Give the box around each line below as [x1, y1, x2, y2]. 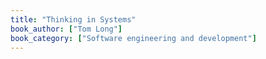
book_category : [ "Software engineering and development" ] [10, 33, 257, 43]
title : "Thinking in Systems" [10, 14, 137, 25]
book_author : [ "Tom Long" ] [10, 24, 123, 34]
